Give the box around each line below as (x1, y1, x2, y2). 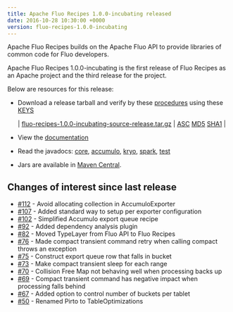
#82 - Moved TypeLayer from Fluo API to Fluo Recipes (17, 230, 176, 238)
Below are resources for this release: (7, 85, 114, 94)
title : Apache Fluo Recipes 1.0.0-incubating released (7, 10, 172, 18)
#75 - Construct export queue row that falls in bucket (17, 252, 172, 261)
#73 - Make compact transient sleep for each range (17, 260, 168, 268)
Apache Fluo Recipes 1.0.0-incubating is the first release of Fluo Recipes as (7, 64, 227, 73)
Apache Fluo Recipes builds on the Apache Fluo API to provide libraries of (7, 43, 222, 51)
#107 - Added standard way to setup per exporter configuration (17, 207, 202, 216)
